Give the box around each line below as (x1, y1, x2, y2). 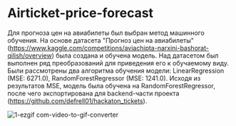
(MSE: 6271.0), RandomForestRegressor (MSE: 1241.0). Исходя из (7, 73, 201, 83)
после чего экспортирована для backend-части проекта (7, 89, 180, 98)
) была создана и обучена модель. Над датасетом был (51, 51, 219, 60)
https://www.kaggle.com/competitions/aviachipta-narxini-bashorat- (9, 43, 209, 52)
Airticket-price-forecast (7, 5, 154, 21)
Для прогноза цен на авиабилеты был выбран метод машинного (7, 28, 205, 37)
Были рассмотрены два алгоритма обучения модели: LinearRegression (7, 66, 225, 75)
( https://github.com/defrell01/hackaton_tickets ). (7, 96, 148, 105)
